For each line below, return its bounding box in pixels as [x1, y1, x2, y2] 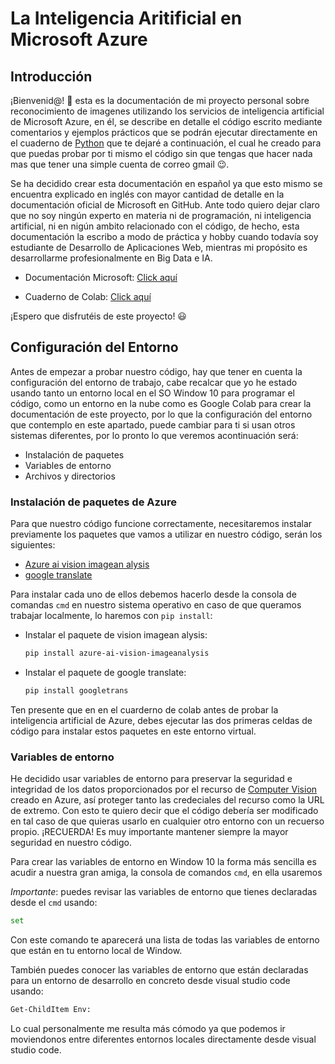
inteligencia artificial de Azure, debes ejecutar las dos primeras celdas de [10, 714, 313, 726]
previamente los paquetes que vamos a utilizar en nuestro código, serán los [10, 528, 323, 541]
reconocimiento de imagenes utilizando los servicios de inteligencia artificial [10, 105, 325, 117]
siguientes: [10, 539, 56, 551]
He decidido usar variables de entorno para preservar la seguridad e [10, 773, 293, 785]
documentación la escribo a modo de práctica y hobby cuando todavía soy [10, 231, 319, 242]
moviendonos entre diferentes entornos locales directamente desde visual [10, 1033, 317, 1045]
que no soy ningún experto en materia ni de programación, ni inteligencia [10, 210, 312, 221]
